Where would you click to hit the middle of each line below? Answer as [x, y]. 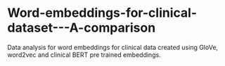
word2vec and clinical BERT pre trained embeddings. [84, 55]
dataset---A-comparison [82, 28]
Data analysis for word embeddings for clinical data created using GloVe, [113, 47]
